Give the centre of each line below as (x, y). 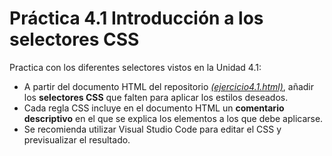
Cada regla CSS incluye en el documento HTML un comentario (154, 108)
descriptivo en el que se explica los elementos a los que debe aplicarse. (173, 118)
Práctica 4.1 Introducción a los (136, 18)
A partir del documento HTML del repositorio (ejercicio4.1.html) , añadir (169, 86)
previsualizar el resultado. (77, 139)
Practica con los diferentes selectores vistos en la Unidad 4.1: (135, 67)
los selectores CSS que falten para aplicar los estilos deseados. (156, 97)
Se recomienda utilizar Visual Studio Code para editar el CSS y (152, 129)
